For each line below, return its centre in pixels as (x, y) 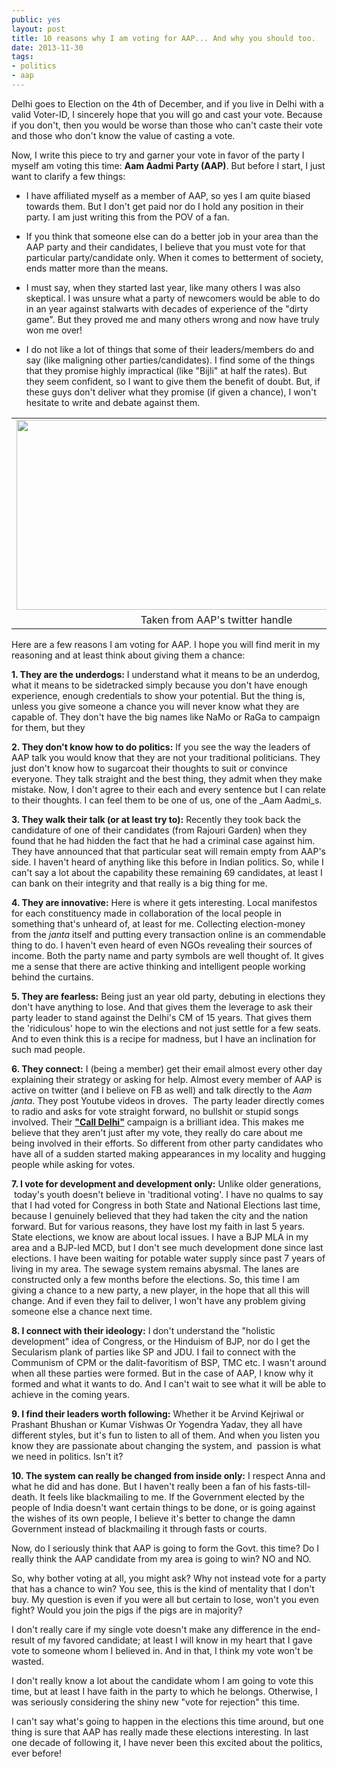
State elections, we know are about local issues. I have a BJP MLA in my (160, 1237)
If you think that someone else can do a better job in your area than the (172, 236)
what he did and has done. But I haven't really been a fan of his (141, 1486)
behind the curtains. (52, 977)
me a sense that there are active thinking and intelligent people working (158, 966)
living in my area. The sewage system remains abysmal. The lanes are (155, 1268)
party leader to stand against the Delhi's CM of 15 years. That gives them (162, 1017)
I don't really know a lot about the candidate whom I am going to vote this (162, 1680)
